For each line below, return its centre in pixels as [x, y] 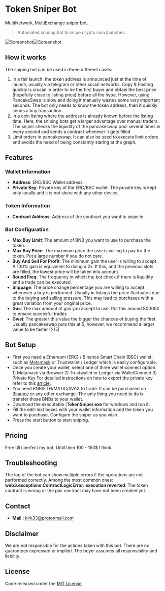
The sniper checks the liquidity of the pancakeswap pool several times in [86, 126]
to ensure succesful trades [39, 314]
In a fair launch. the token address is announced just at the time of [79, 79]
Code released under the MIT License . [44, 583]
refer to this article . [32, 383]
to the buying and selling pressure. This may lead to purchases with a [83, 298]
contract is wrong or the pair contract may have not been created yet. [76, 491]
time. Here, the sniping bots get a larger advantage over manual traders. [85, 121]
